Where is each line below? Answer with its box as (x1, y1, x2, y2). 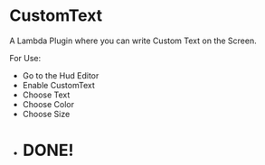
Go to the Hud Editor (22, 69, 99, 81)
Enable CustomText (22, 79, 95, 90)
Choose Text (22, 89, 71, 100)
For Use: (9, 52, 42, 63)
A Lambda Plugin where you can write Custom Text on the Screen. (9, 35, 257, 46)
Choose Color (22, 98, 75, 109)
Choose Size (22, 108, 71, 119)
